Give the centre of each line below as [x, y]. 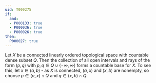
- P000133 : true [26, 23]
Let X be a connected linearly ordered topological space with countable [77, 55]
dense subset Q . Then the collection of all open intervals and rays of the [78, 60]
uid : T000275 [18, 9]
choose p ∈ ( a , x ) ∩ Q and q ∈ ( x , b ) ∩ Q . [46, 75]
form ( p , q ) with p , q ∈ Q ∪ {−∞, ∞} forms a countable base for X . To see [78, 65]
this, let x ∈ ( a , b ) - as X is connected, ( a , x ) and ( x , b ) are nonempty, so [77, 70]
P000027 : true [24, 41]
